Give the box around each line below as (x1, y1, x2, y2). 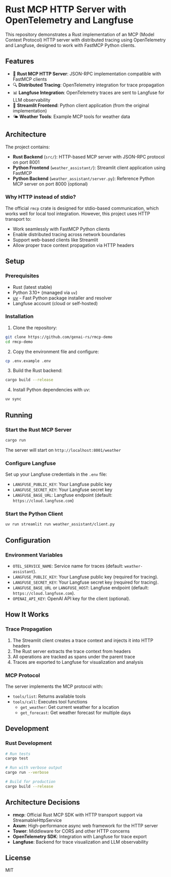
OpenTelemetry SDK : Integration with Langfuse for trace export (12, 833, 147, 839)
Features (5, 57, 34, 66)
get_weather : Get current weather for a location (20, 704, 120, 710)
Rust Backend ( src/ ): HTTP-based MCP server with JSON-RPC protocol (12, 153, 165, 159)
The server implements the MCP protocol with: (5, 683, 103, 689)
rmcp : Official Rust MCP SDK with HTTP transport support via (12, 812, 142, 818)
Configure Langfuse (5, 459, 56, 467)
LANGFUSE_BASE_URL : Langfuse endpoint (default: (12, 492, 113, 498)
